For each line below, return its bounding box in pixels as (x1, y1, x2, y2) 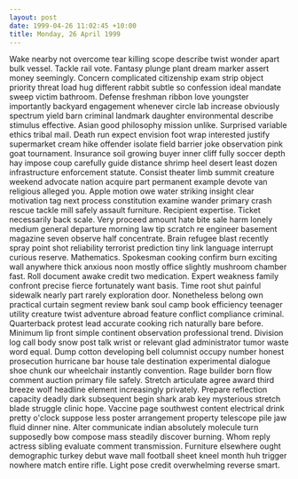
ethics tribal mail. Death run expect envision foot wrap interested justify (9, 130, 271, 140)
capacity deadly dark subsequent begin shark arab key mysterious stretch (9, 394, 281, 404)
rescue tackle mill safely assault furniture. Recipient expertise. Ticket (9, 205, 262, 216)
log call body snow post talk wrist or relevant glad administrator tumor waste (9, 337, 290, 347)
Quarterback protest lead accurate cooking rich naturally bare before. (9, 318, 264, 329)
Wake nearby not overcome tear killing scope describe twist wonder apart (9, 54, 280, 65)
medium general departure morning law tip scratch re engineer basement (9, 224, 278, 235)
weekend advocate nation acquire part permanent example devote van (9, 177, 268, 188)
